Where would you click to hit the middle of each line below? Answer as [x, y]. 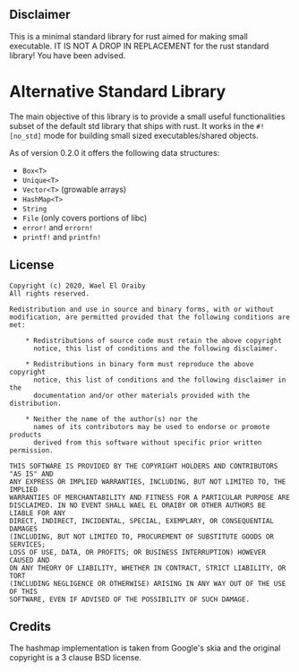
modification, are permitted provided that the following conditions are [150, 317]
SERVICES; [28, 544]
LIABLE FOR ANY [38, 513]
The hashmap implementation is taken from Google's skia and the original [145, 648]
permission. [31, 450]
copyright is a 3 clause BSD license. [75, 658]
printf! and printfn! [61, 237]
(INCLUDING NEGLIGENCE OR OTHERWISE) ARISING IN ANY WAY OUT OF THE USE [148, 583]
